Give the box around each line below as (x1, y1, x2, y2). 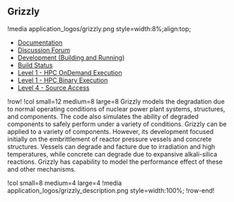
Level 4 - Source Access (17, 83, 90, 91)
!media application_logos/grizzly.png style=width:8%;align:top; (7, 24, 191, 33)
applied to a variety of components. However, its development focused (7, 127, 214, 135)
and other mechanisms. (7, 164, 76, 173)
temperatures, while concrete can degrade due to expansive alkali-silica (7, 150, 218, 158)
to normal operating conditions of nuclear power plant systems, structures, (7, 104, 226, 113)
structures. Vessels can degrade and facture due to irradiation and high (7, 142, 216, 151)
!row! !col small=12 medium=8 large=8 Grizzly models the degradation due (7, 97, 225, 106)
